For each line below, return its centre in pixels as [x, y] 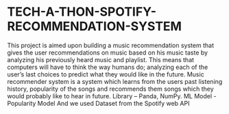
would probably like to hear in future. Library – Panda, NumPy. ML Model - [112, 96]
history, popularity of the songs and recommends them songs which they [110, 89]
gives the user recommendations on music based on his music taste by [107, 53]
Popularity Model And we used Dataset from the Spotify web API [98, 103]
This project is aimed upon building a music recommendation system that [111, 45]
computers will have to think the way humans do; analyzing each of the [108, 67]
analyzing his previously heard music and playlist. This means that [100, 59]
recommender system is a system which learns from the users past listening [115, 81]
